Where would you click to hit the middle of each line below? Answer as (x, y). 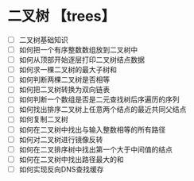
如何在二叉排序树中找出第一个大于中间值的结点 (95, 149)
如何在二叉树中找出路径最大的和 (71, 159)
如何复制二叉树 (43, 119)
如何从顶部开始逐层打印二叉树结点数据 (81, 60)
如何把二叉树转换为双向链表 (64, 90)
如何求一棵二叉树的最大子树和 (68, 70)
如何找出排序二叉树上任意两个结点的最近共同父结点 (103, 110)
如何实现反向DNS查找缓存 (61, 169)
